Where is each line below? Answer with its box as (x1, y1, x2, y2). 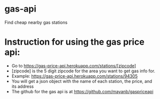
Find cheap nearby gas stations (4, 19, 68, 25)
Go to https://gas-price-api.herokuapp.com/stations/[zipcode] (11, 63, 136, 68)
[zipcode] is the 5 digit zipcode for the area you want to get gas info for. (11, 68, 156, 74)
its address (11, 83, 34, 89)
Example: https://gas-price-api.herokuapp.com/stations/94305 (11, 73, 138, 79)
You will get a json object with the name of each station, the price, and (11, 78, 152, 84)
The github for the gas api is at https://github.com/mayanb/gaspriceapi (11, 88, 154, 94)
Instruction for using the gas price (4, 36, 145, 48)
